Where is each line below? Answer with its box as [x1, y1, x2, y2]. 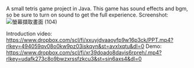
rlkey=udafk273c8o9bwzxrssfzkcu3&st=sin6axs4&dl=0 [6, 56, 142, 62]
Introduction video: [6, 30, 52, 37]
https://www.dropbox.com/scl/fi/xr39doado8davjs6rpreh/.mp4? [6, 49, 162, 56]
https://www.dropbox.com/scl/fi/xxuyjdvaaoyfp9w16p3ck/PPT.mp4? [6, 37, 173, 43]
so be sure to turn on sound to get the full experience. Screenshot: [6, 11, 169, 18]
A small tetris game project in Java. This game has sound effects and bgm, [6, 5, 188, 12]
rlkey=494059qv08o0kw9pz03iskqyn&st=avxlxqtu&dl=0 [6, 43, 145, 50]
